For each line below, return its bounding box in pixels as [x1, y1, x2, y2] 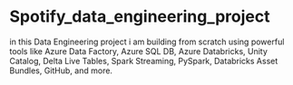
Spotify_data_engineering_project [9, 6, 270, 27]
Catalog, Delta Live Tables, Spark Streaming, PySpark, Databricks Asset [9, 55, 278, 66]
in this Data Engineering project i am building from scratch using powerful [9, 36, 285, 47]
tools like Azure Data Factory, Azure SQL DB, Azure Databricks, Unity [9, 45, 268, 56]
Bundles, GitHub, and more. [9, 65, 113, 76]
